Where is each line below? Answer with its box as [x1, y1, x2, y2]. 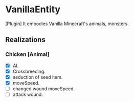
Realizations [5, 35, 46, 44]
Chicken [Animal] [5, 51, 50, 58]
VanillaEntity [5, 4, 60, 15]
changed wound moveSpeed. [12, 86, 75, 92]
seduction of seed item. [12, 74, 63, 80]
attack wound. [12, 91, 43, 97]
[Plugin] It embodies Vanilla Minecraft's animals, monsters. [5, 21, 129, 27]
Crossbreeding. [12, 68, 46, 74]
